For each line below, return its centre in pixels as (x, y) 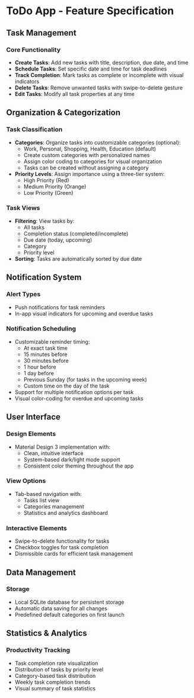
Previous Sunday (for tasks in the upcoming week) (85, 379)
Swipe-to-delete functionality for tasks (62, 541)
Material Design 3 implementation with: (63, 447)
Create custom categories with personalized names (87, 155)
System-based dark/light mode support (72, 459)
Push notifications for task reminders (60, 307)
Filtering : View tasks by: (44, 221)
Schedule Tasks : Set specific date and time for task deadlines (91, 69)
